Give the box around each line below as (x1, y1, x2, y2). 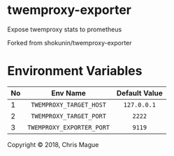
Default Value (116, 88, 163, 97)
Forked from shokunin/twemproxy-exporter (7, 38, 132, 47)
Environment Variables (7, 63, 143, 79)
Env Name (51, 88, 86, 97)
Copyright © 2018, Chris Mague (7, 140, 99, 148)
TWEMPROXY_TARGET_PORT (31, 112, 107, 120)
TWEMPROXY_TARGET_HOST (31, 100, 107, 109)
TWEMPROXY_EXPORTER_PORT (27, 123, 110, 131)
